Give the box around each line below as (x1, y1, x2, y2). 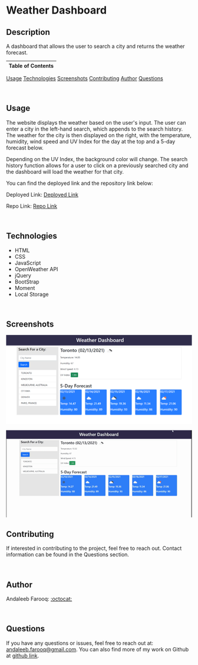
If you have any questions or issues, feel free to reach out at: (6, 639, 154, 647)
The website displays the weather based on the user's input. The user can (6, 119, 186, 126)
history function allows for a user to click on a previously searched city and (6, 162, 189, 169)
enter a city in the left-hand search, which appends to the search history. (6, 125, 183, 132)
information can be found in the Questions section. (6, 551, 130, 558)
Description (6, 27, 50, 37)
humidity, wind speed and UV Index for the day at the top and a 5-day (6, 138, 176, 145)
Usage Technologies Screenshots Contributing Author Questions (6, 75, 163, 82)
